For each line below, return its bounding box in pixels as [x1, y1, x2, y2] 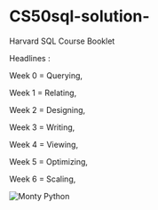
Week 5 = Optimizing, [9, 156, 89, 166]
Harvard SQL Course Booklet [9, 36, 115, 46]
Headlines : [9, 52, 51, 63]
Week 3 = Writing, [9, 122, 75, 133]
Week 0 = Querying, [9, 69, 83, 81]
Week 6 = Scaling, [9, 174, 76, 184]
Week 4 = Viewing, [9, 139, 78, 149]
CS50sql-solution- [9, 6, 150, 27]
